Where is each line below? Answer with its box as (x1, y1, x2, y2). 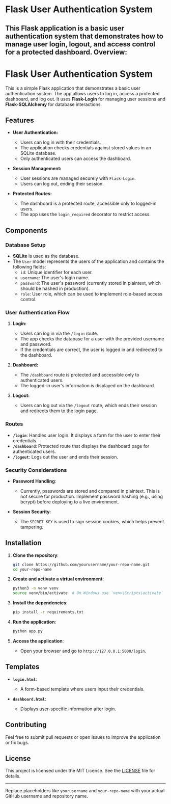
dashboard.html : (12, 695, 47, 702)
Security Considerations (5, 466, 67, 473)
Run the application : (12, 619, 56, 625)
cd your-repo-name (12, 567, 52, 572)
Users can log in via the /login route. (20, 330, 98, 337)
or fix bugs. (5, 739, 30, 745)
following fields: (12, 264, 46, 270)
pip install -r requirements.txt (12, 610, 84, 615)
